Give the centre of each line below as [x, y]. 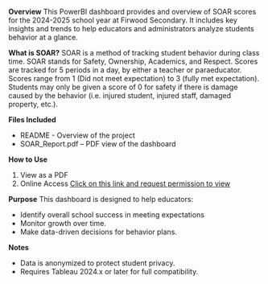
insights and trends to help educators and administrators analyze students [132, 29]
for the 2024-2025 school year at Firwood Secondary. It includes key [123, 20]
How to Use [28, 159]
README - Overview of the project [77, 135]
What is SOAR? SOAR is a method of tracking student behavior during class [134, 53]
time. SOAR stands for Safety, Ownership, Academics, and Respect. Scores [133, 61]
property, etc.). [33, 104]
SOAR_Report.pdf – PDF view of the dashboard [98, 144]
